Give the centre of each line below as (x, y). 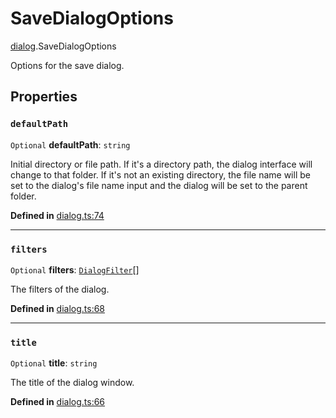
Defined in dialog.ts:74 (57, 215)
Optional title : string (54, 363)
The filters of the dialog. (60, 289)
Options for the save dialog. (67, 65)
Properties (44, 97)
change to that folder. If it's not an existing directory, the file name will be (160, 174)
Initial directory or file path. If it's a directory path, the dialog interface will (161, 164)
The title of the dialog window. (72, 383)
